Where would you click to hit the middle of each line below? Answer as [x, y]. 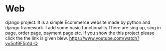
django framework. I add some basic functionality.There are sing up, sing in [83, 27]
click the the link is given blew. [37, 38]
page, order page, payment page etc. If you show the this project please [80, 33]
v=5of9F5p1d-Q [22, 43]
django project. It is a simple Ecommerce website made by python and [78, 22]
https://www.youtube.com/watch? [104, 38]
